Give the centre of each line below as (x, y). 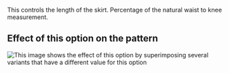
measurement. (28, 17)
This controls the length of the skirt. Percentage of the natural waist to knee (114, 10)
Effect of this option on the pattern (83, 39)
